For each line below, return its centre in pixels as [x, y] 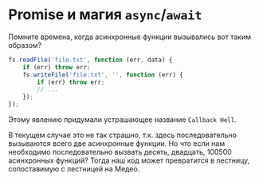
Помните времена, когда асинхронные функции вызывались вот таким [129, 37]
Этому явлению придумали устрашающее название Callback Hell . [122, 120]
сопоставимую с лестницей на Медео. [74, 169]
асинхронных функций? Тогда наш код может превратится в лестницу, [129, 160]
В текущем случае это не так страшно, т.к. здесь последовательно [123, 135]
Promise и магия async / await [105, 15]
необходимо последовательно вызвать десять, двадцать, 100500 [120, 152]
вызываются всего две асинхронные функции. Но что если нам [117, 144]
